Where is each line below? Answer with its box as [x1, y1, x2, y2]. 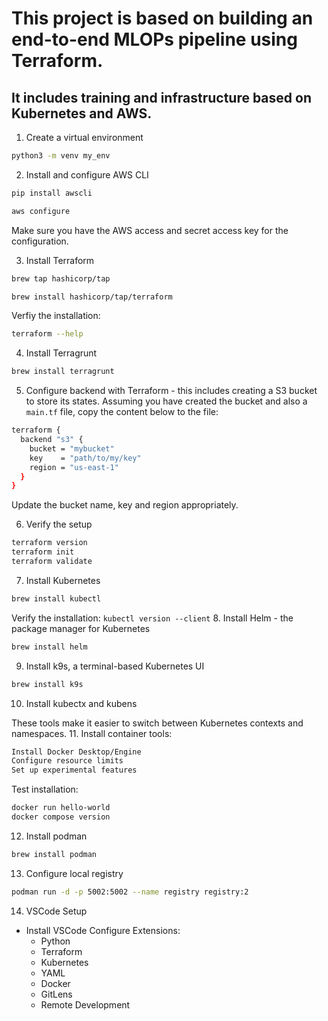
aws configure [11, 206, 71, 216]
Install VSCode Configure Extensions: [25, 924, 181, 936]
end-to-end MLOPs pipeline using [11, 28, 298, 51]
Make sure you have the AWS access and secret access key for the [11, 224, 289, 236]
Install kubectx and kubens [25, 697, 138, 709]
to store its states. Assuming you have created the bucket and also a [25, 395, 308, 407]
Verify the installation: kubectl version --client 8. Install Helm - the [11, 612, 294, 624]
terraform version [11, 538, 88, 548]
